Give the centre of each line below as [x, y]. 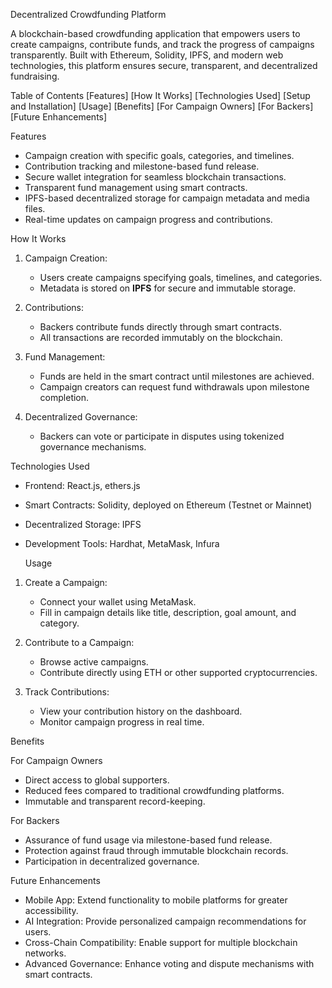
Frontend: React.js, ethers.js [82, 485]
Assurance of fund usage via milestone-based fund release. [148, 840]
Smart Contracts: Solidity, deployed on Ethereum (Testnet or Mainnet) [168, 505]
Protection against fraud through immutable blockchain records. [156, 850]
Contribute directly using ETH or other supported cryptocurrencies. [178, 672]
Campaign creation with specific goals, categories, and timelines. [159, 155]
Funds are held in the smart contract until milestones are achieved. [177, 376]
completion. [64, 397]
